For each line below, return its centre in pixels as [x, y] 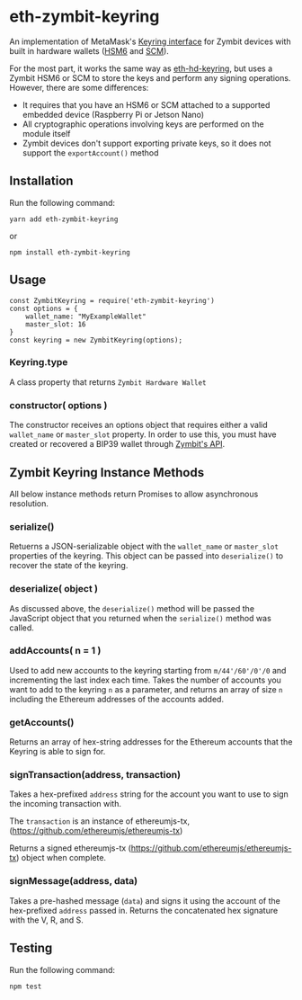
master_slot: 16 [56, 324]
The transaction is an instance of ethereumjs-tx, [100, 821]
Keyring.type [39, 362]
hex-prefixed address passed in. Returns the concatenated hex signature [144, 910]
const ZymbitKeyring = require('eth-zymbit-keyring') [112, 300]
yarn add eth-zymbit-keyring [64, 219]
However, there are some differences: [79, 87]
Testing [31, 948]
